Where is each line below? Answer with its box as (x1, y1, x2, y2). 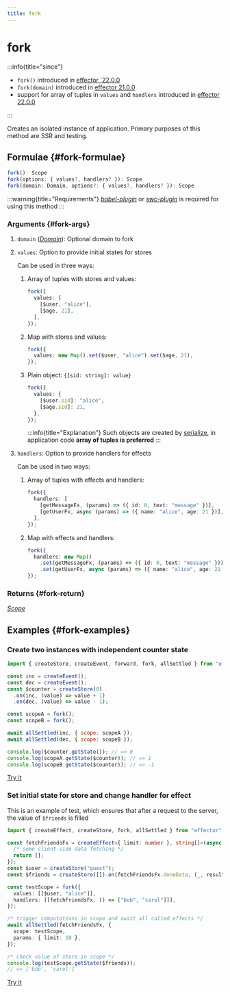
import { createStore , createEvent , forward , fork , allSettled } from (7, 660, 213, 667)
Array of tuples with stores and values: (27, 275, 137, 283)
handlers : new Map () (33, 553, 92, 560)
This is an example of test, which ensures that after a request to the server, (7, 806, 219, 814)
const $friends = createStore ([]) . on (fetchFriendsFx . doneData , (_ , (7, 871, 204, 878)
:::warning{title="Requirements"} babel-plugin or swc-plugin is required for (7, 195, 219, 203)
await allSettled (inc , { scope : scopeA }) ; (7, 730, 133, 737)
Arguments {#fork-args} (7, 219, 90, 229)
